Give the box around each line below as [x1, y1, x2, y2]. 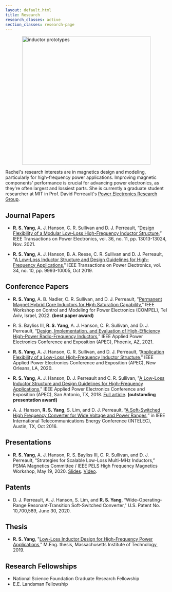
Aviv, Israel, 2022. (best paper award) [12, 312, 94, 319]
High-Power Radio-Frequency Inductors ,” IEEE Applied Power [12, 333, 143, 339]
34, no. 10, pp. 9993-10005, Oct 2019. [12, 268, 93, 274]
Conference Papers [5, 282, 69, 291]
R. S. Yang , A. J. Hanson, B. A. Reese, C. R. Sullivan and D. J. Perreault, [12, 251, 163, 257]
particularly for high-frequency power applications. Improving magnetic [5, 174, 157, 180]
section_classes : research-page [5, 22, 74, 27]
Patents [5, 483, 31, 492]
